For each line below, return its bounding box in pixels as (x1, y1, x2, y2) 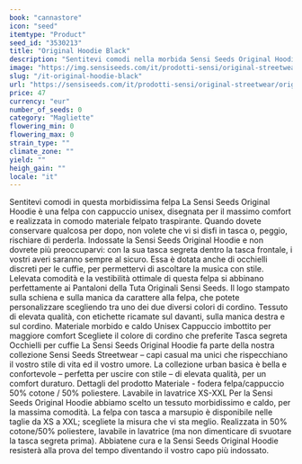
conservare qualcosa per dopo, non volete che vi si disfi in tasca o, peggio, (9, 226, 288, 236)
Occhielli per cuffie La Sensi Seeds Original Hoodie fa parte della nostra (9, 340, 275, 351)
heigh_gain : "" (9, 164, 67, 173)
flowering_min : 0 (9, 122, 75, 131)
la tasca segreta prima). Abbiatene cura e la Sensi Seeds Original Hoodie (9, 435, 279, 446)
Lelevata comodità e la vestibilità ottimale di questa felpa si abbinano (9, 273, 264, 284)
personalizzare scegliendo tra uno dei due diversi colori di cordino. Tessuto (9, 302, 289, 313)
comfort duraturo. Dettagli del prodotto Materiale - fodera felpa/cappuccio (9, 379, 285, 389)
